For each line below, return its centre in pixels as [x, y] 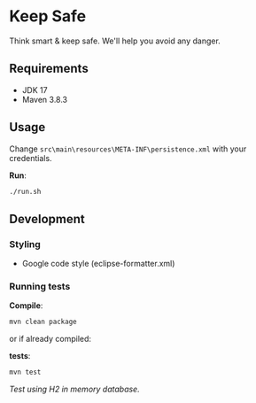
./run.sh [25, 191]
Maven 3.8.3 [45, 99]
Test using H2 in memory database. [74, 389]
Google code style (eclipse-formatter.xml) [98, 264]
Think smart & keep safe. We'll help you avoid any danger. [115, 41]
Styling [25, 244]
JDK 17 [35, 89]
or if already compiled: [50, 339]
